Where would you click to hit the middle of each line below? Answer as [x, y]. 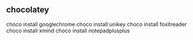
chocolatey [28, 10]
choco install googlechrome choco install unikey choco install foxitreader [97, 24]
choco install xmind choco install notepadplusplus [68, 30]
